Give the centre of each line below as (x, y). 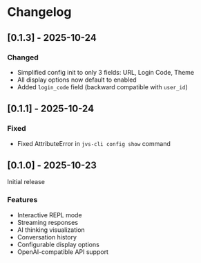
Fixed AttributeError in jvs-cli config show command (94, 143)
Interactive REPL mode (49, 215)
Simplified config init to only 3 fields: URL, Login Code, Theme (106, 72)
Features (22, 200)
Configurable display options (58, 244)
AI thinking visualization (51, 230)
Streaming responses (47, 222)
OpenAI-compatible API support (63, 252)
